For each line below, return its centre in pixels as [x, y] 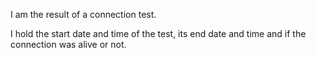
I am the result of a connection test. [83, 14]
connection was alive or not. [68, 44]
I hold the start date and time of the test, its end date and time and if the [158, 33]
